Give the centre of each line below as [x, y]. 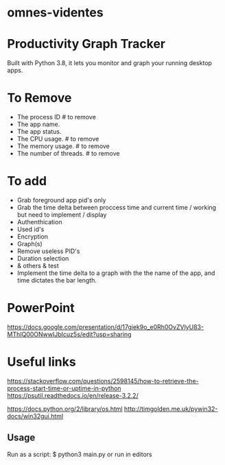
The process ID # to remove [56, 117]
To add [27, 181]
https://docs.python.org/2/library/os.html [65, 409]
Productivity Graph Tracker [86, 44]
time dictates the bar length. [57, 280]
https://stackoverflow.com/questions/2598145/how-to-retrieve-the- [103, 381]
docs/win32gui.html [35, 416]
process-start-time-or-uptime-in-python [64, 388]
